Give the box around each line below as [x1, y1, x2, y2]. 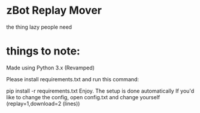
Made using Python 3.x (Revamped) [6, 64, 95, 71]
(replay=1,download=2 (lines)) [6, 100, 80, 107]
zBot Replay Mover [6, 4, 102, 17]
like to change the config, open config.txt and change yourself [6, 93, 160, 100]
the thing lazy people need [6, 23, 72, 30]
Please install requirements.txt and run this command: [6, 75, 140, 83]
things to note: [6, 44, 81, 58]
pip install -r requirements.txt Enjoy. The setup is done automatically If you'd [6, 87, 195, 94]
